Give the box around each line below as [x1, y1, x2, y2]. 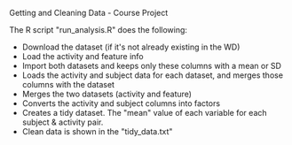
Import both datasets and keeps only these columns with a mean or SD [21, 61, 282, 71]
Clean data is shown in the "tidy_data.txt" [21, 126, 173, 136]
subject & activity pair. [21, 117, 104, 127]
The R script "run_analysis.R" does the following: [9, 25, 188, 34]
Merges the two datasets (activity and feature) [21, 88, 193, 99]
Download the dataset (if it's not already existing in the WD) [21, 42, 241, 52]
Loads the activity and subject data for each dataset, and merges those [21, 70, 284, 80]
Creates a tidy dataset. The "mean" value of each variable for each [21, 108, 268, 118]
